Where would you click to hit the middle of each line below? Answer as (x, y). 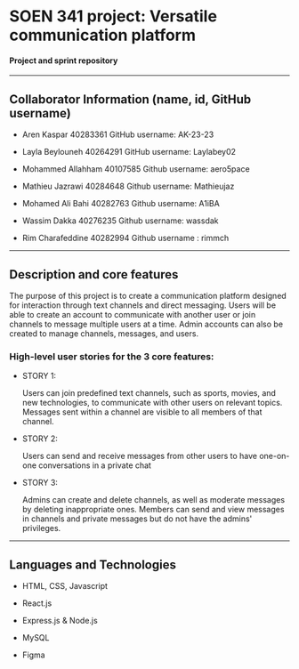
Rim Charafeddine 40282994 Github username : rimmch (125, 238)
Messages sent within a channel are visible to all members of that (142, 412)
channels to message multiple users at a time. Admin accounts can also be (146, 324)
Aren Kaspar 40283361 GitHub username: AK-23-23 (118, 134)
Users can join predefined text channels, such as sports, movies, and (149, 393)
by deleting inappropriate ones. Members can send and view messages (153, 510)
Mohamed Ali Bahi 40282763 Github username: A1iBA (121, 204)
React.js (37, 603)
